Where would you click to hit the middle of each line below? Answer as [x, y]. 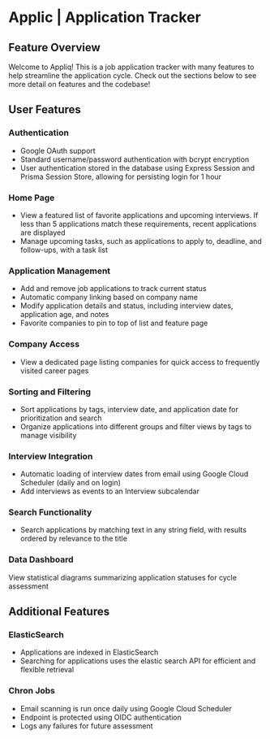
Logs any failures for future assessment [86, 726]
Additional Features [59, 612]
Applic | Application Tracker [105, 17]
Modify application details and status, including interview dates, [126, 306]
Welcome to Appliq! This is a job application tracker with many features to [131, 67]
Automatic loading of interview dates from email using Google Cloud [134, 474]
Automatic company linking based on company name [109, 298]
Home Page [32, 198]
